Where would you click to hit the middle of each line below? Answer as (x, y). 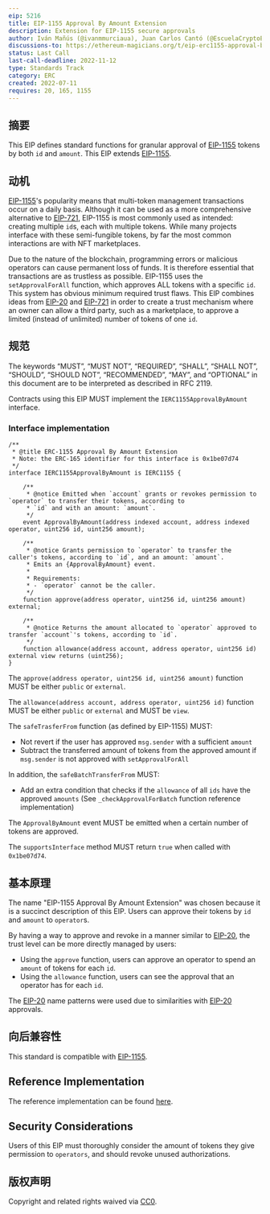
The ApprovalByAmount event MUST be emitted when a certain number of (129, 823)
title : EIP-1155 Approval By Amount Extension (88, 23)
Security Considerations (71, 1126)
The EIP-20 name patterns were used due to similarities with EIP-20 (120, 1000)
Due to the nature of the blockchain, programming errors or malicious (123, 259)
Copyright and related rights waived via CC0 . (83, 1202)
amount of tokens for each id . (68, 968)
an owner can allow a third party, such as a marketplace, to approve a (124, 310)
